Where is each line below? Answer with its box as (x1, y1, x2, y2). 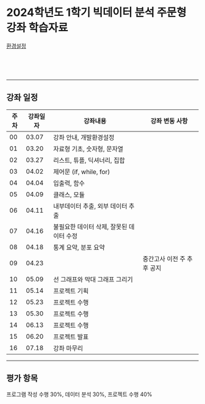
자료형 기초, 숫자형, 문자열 (52, 144, 124, 153)
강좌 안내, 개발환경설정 (52, 133, 115, 141)
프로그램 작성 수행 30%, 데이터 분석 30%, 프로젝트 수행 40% (6, 391, 153, 398)
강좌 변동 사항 (150, 117, 188, 125)
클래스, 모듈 (52, 190, 85, 199)
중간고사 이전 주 (142, 254, 186, 263)
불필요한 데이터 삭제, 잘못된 (52, 222, 128, 231)
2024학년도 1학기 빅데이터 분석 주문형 (6, 6, 187, 20)
